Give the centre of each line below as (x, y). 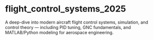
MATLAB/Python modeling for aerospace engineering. (59, 32)
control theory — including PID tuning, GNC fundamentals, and (68, 27)
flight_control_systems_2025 (66, 9)
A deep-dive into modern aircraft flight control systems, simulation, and (77, 22)
